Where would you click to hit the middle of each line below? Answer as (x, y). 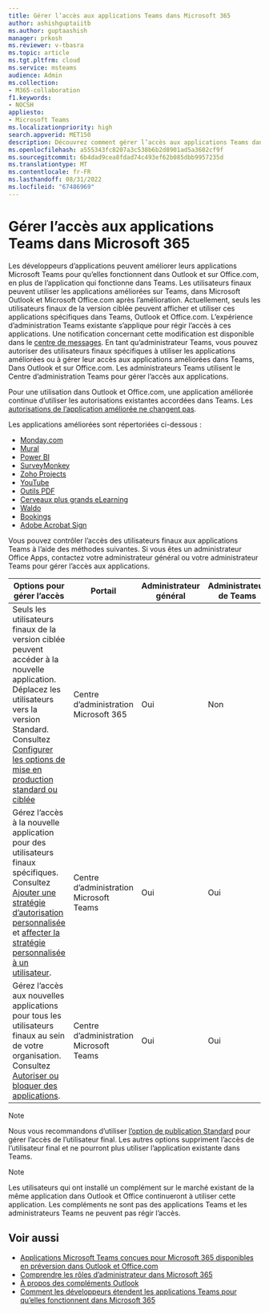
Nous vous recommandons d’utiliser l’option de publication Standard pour (129, 1130)
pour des (29, 842)
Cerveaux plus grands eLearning (74, 499)
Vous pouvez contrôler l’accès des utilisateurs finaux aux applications (123, 540)
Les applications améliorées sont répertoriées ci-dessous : (105, 424)
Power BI (35, 456)
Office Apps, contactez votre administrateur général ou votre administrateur (133, 557)
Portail (104, 591)
